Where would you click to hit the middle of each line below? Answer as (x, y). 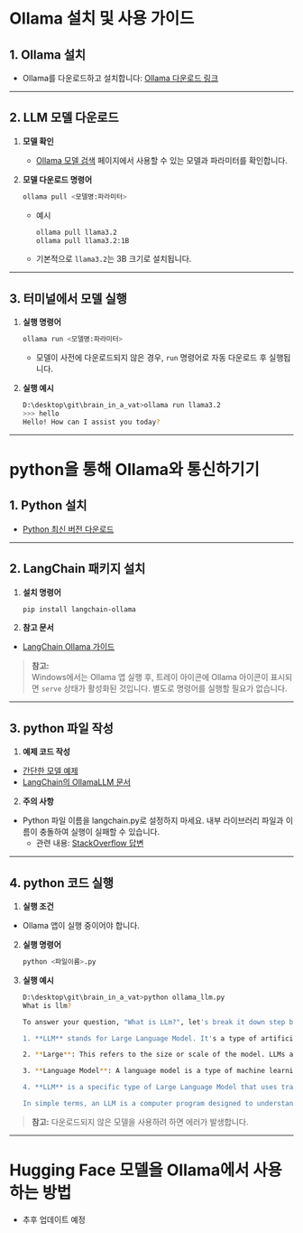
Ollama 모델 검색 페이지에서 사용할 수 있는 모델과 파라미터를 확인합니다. (162, 160)
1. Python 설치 (48, 505)
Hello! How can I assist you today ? (91, 422)
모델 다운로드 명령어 (57, 179)
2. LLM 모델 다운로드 (64, 118)
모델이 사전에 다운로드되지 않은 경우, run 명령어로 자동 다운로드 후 (151, 358)
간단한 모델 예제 (50, 771)
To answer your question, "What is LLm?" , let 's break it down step (154, 1022)
